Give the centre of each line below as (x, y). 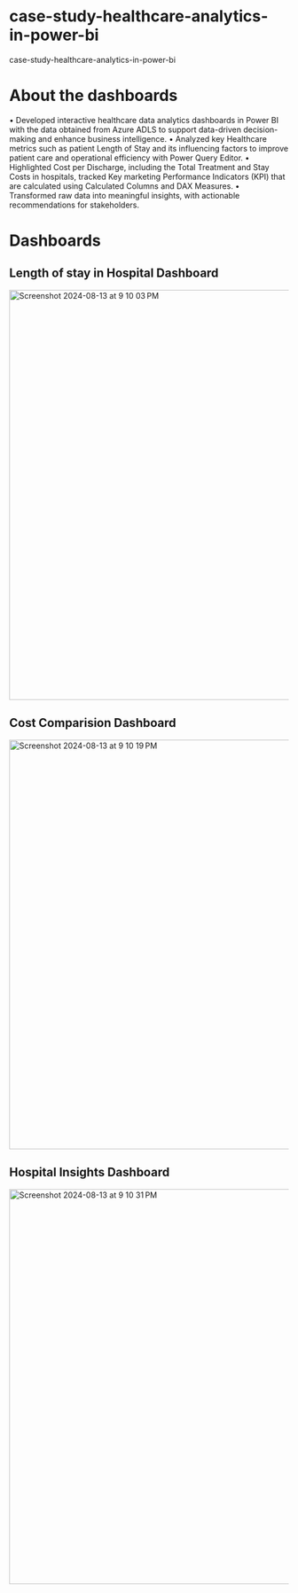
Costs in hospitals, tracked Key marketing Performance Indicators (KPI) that (147, 176)
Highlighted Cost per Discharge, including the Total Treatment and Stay (139, 167)
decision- (261, 129)
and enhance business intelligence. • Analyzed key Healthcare (153, 138)
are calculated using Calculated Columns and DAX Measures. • (125, 186)
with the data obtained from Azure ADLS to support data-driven (125, 129)
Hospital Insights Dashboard (90, 1172)
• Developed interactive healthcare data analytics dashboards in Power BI (144, 120)
